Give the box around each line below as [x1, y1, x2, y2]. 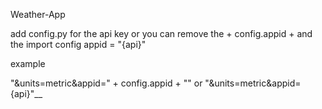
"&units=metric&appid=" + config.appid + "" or [10, 77, 203, 89]
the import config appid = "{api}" [10, 39, 147, 50]
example [10, 58, 46, 69]
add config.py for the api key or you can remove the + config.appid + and [10, 28, 313, 39]
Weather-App [10, 9, 66, 20]
